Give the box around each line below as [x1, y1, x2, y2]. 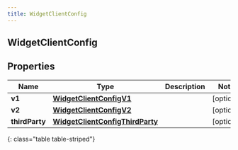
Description [164, 81, 205, 91]
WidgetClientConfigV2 [52, 105, 132, 115]
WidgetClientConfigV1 [52, 93, 132, 103]
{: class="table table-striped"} [7, 134, 96, 143]
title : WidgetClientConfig [7, 10, 87, 18]
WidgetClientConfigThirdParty [52, 116, 158, 126]
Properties [7, 61, 55, 73]
